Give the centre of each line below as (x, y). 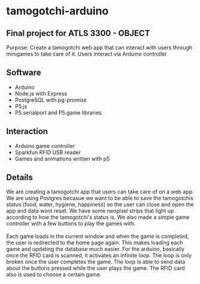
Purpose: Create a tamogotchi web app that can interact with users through (99, 47)
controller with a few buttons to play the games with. (71, 223)
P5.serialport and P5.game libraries (58, 113)
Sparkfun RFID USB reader (48, 152)
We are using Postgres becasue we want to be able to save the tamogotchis (100, 198)
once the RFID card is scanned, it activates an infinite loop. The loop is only (99, 255)
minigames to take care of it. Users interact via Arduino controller (87, 54)
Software (24, 73)
